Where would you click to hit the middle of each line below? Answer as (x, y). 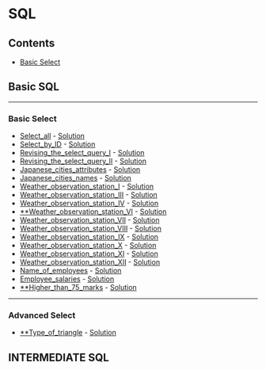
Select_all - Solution (52, 136)
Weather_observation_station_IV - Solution (89, 204)
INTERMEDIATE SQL (59, 357)
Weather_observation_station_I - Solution (87, 186)
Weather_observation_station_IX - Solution (89, 237)
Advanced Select (42, 315)
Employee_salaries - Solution (67, 279)
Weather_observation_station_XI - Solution (89, 254)
